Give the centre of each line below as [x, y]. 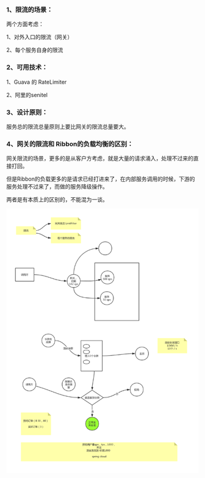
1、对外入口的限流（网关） [40, 37]
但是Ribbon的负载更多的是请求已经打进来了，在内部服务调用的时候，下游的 [101, 179]
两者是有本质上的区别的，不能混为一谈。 [57, 200]
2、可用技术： [27, 67]
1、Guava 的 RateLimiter [37, 82]
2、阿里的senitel [27, 95]
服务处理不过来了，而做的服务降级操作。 [57, 187]
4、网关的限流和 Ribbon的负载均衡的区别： [70, 143]
